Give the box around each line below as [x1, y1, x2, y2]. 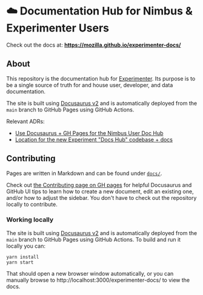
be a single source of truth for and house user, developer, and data [6, 81, 173, 88]
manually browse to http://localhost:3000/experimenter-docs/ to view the [6, 276, 190, 283]
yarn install [6, 254, 39, 260]
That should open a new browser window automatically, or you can [6, 270, 174, 277]
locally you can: [6, 242, 45, 250]
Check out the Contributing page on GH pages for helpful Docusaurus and [6, 181, 192, 188]
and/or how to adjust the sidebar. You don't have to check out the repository [6, 194, 197, 201]
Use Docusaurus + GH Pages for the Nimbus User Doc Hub [15, 129, 164, 136]
